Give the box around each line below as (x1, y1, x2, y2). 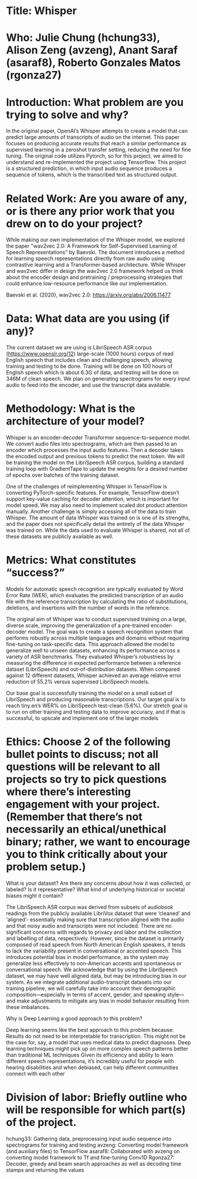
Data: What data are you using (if (6, 312, 170, 325)
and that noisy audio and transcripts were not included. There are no (6, 922, 172, 929)
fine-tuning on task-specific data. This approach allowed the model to (6, 641, 175, 648)
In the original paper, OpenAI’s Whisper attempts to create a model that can (6, 128, 188, 135)
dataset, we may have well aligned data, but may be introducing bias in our (6, 972, 187, 979)
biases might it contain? (6, 892, 63, 899)
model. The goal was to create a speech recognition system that (28, 628, 184, 635)
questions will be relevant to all (6, 760, 160, 774)
